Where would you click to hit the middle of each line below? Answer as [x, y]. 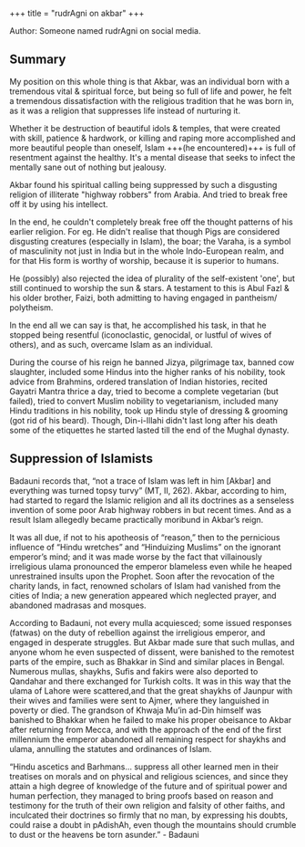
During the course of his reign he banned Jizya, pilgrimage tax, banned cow [152, 362]
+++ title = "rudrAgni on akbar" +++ [77, 13]
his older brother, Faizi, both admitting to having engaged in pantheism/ [143, 298]
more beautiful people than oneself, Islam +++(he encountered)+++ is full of [152, 147]
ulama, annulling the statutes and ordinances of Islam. [111, 748]
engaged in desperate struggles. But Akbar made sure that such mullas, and [152, 642]
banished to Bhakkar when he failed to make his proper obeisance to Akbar [151, 719]
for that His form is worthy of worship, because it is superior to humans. [144, 260]
